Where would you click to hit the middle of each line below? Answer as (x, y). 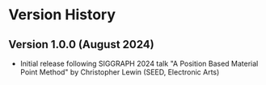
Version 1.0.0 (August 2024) (82, 45)
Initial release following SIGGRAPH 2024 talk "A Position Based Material (139, 63)
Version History (62, 15)
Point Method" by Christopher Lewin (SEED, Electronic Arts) (120, 72)
